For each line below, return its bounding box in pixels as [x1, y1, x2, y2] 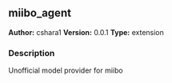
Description [8, 47, 55, 58]
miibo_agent [8, 6, 72, 20]
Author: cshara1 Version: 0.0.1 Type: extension [8, 27, 164, 37]
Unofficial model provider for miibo [8, 65, 123, 75]
